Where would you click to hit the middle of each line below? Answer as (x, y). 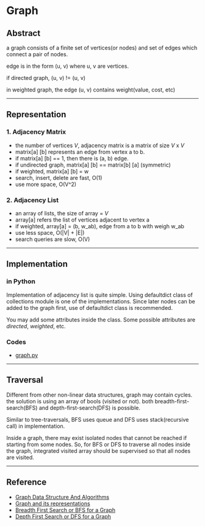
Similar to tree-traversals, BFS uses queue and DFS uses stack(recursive (98, 419)
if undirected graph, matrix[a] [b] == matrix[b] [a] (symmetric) (93, 165)
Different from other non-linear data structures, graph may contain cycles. (99, 395)
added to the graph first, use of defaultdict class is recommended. (89, 308)
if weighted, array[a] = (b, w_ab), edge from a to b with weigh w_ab (100, 226)
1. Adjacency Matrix (36, 132)
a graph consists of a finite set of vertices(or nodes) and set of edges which (102, 48)
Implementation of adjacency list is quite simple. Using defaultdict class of (100, 295)
